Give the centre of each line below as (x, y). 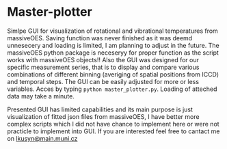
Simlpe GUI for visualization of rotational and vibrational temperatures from (113, 31)
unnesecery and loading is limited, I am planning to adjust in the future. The (113, 45)
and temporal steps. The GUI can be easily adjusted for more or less (103, 81)
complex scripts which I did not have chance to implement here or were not (113, 124)
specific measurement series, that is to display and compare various (103, 67)
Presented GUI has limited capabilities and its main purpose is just (100, 109)
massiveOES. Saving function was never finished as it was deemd (100, 38)
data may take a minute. (41, 96)
